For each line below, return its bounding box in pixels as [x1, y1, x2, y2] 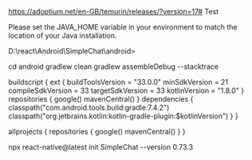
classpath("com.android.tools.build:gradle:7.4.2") [8, 103, 170, 112]
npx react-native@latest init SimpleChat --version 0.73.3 [8, 142, 194, 151]
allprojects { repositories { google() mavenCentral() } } [8, 127, 186, 136]
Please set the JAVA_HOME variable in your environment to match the [8, 22, 238, 31]
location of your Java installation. [8, 31, 117, 40]
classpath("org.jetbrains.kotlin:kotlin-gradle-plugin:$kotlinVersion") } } [8, 111, 238, 121]
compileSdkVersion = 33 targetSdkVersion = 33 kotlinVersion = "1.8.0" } [8, 86, 245, 95]
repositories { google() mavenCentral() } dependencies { [8, 94, 194, 103]
